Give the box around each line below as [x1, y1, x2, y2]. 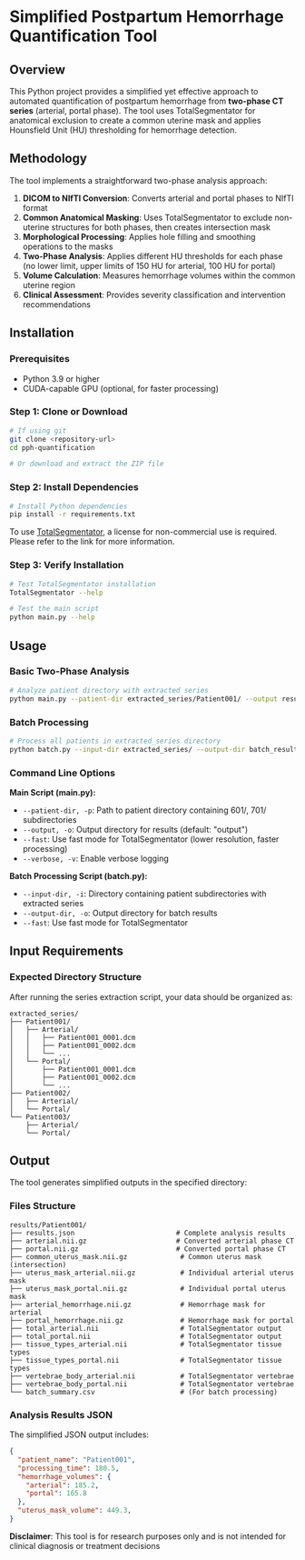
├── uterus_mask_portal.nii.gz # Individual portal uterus [9, 1284, 286, 1293]
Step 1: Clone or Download [9, 405, 128, 418]
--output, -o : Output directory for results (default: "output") [22, 824, 249, 835]
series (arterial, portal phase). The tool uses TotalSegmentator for [9, 105, 256, 115]
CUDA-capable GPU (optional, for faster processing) [22, 383, 220, 394]
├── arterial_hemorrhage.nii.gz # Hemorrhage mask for [9, 1300, 266, 1309]
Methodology [9, 151, 88, 166]
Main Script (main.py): [9, 786, 96, 797]
